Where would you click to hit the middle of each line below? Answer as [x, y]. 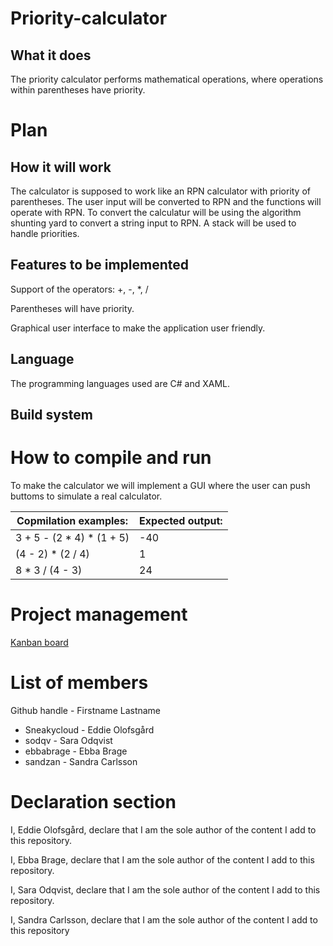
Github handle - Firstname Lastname [86, 710]
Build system [51, 415]
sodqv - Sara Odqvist [68, 740]
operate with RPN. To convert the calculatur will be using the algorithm [156, 212]
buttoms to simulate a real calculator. [86, 496]
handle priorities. [45, 233]
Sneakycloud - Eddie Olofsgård [89, 729]
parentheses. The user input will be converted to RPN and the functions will [166, 201]
